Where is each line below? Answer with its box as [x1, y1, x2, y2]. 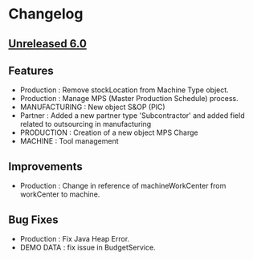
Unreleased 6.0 [8, 37, 87, 51]
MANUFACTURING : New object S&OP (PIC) [19, 102, 166, 112]
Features [8, 63, 54, 77]
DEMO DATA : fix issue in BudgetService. [19, 242, 156, 253]
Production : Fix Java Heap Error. [19, 234, 130, 244]
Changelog [8, 5, 84, 23]
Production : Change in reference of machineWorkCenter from [19, 181, 226, 191]
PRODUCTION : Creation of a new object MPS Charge [19, 128, 198, 137]
